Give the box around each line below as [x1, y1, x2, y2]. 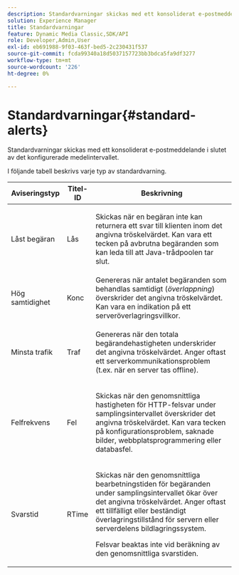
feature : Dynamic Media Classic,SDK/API [7, 30, 129, 38]
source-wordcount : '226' [7, 63, 81, 71]
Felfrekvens [11, 418, 51, 428]
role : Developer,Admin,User [7, 37, 91, 44]
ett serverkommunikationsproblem [95, 356, 211, 366]
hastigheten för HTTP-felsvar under [95, 400, 216, 410]
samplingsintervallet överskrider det [95, 409, 216, 419]
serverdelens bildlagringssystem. [95, 524, 206, 534]
